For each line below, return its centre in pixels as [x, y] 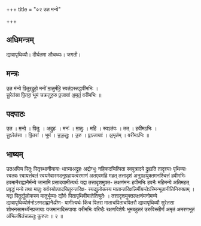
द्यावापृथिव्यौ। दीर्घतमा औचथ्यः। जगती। [44, 55]
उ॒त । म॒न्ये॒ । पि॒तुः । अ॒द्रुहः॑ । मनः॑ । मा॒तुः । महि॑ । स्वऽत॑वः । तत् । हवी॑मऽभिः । [82, 128]
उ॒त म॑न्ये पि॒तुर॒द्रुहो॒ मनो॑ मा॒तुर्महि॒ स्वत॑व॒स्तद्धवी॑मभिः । [52, 88]
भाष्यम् [15, 154]
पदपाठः [16, 114]
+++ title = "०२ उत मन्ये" [33, 9]
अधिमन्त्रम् [20, 40]
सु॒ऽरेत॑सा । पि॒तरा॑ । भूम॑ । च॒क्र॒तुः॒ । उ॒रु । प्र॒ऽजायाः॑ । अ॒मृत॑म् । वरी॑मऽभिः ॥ [78, 135]
